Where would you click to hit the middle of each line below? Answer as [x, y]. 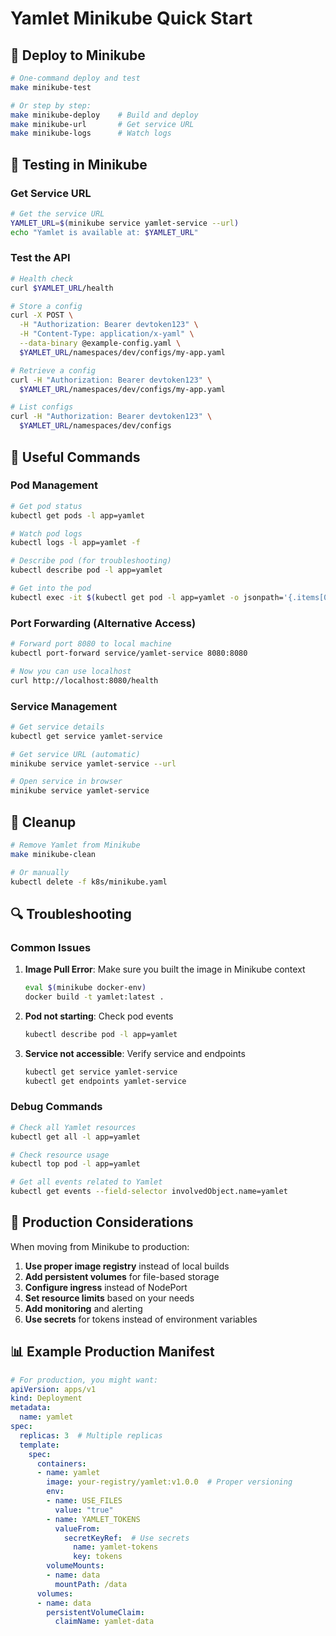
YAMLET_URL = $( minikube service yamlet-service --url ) [125, 223]
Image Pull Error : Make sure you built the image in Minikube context [165, 969]
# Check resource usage [60, 1155]
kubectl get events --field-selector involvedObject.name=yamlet [149, 1192]
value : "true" [84, 1510]
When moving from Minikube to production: [100, 1246]
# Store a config [46, 306]
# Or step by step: [51, 105]
